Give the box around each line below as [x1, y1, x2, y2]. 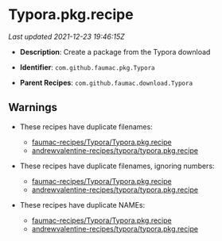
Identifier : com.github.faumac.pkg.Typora [19, 62, 155, 72]
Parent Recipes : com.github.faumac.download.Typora [19, 78, 193, 87]
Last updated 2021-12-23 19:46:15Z [8, 32, 125, 41]
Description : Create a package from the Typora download [19, 47, 211, 56]
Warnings [8, 101, 58, 114]
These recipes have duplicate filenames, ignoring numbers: [19, 161, 215, 170]
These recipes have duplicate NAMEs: [19, 200, 146, 209]
